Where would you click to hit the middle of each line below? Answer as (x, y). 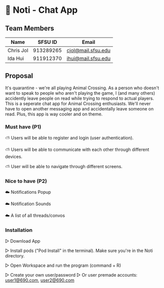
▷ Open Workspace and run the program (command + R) (63, 265)
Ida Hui (16, 58)
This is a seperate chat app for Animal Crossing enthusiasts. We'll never (78, 104)
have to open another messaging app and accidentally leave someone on (80, 108)
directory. (15, 255)
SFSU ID (48, 42)
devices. (14, 157)
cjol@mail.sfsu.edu (88, 50)
